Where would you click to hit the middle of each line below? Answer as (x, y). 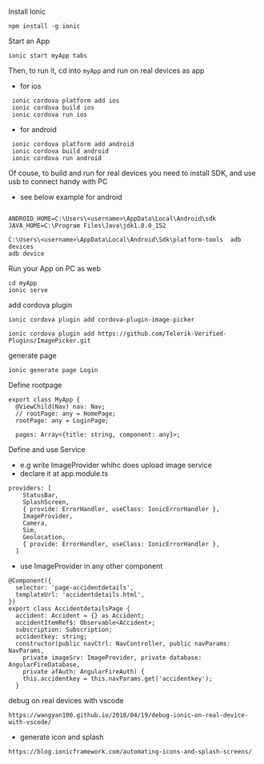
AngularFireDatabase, (44, 665)
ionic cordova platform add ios (66, 101)
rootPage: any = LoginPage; (62, 421)
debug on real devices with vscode (66, 700)
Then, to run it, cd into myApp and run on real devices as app (106, 70)
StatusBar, (41, 495)
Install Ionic (27, 12)
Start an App (29, 41)
